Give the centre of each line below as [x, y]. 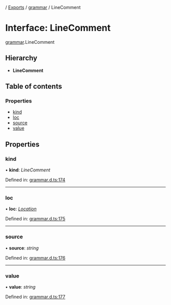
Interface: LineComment [58, 28]
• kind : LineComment [28, 170]
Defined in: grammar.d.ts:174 [35, 180]
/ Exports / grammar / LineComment [43, 7]
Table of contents [34, 86]
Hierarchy [21, 58]
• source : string [22, 248]
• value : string [20, 287]
